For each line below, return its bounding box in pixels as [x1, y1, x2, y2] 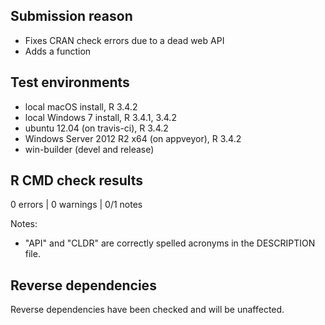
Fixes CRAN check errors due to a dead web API [24, 34, 225, 46]
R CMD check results [10, 172, 144, 189]
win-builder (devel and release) [24, 143, 155, 155]
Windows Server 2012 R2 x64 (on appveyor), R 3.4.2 [24, 132, 242, 144]
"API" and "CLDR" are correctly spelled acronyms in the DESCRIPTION [24, 237, 316, 249]
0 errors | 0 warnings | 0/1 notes [10, 199, 143, 211]
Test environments [10, 74, 130, 91]
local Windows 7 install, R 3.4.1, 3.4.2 [24, 111, 177, 123]
